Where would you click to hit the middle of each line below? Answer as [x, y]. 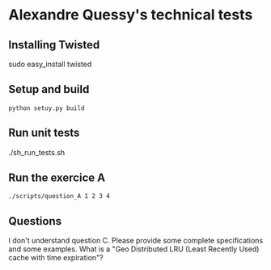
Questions [35, 221]
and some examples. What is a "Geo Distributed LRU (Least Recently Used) [134, 249]
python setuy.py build [47, 108]
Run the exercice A [57, 178]
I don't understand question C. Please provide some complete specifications [136, 241]
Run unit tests [44, 133]
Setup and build [49, 89]
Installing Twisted [54, 45]
